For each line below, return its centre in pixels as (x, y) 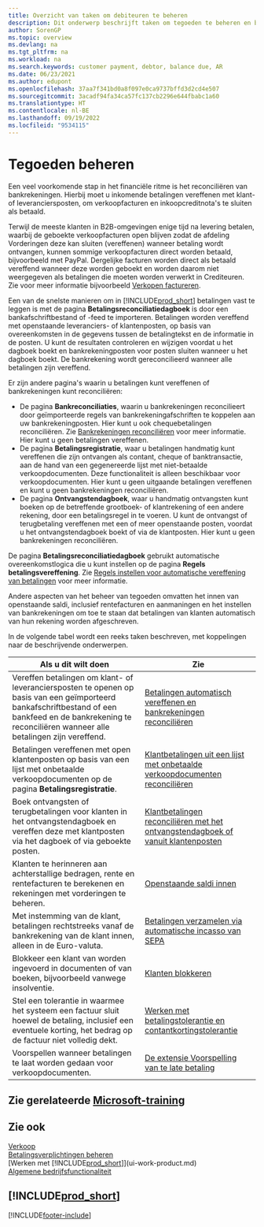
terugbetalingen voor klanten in (70, 811)
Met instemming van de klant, (66, 916)
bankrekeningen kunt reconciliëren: (66, 391)
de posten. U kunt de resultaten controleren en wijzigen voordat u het (121, 342)
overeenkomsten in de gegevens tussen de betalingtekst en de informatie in (131, 334)
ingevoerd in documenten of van (72, 968)
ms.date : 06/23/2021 (42, 74)
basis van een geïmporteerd (64, 697)
